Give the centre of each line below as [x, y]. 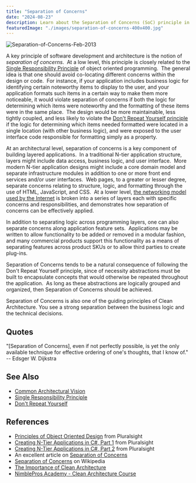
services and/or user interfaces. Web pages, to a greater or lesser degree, [96, 180]
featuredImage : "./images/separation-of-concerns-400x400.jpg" [85, 28]
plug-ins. [17, 254]
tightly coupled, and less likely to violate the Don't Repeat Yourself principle [97, 119]
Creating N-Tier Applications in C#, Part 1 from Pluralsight [84, 442]
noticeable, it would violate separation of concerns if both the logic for [91, 100]
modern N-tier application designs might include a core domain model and [96, 167]
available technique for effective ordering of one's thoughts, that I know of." [97, 352]
